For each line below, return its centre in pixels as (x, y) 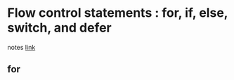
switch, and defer (60, 28)
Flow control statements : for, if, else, (118, 13)
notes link (21, 47)
